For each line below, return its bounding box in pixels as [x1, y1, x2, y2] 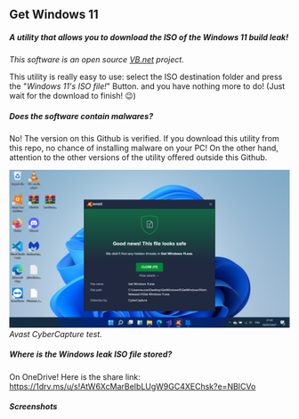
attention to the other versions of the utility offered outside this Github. [9, 152, 268, 163]
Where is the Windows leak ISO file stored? [9, 349, 173, 359]
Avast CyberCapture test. [9, 328, 102, 339]
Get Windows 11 [9, 7, 100, 22]
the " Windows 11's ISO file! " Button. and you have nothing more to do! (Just [9, 81, 286, 92]
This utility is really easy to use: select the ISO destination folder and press [9, 71, 283, 83]
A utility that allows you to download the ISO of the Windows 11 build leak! [9, 31, 289, 43]
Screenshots [9, 401, 58, 412]
